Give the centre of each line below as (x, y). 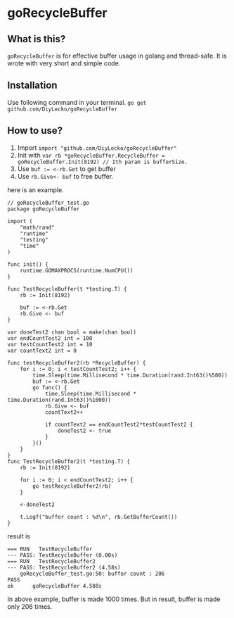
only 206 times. (30, 606)
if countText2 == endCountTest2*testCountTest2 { (119, 424)
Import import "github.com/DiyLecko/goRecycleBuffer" (97, 147)
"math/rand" (37, 227)
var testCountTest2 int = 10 (50, 344)
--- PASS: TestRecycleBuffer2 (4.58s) (64, 567)
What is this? (37, 39)
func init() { (28, 264)
